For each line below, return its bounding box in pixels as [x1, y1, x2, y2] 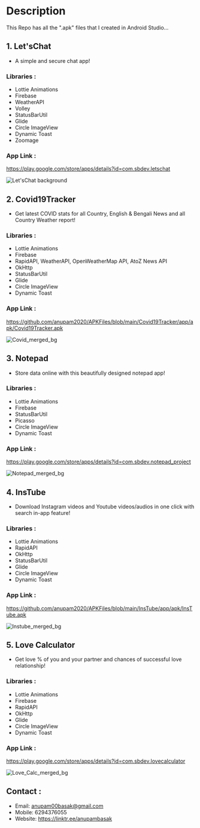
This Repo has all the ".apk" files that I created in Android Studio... [6, 24, 169, 31]
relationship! [14, 662, 46, 669]
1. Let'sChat [6, 41, 51, 51]
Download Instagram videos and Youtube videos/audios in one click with [14, 503, 195, 510]
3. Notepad [6, 353, 49, 363]
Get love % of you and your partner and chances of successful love [14, 656, 182, 663]
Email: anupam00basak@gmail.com [14, 802, 104, 809]
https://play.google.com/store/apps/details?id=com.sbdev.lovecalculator [6, 757, 186, 765]
